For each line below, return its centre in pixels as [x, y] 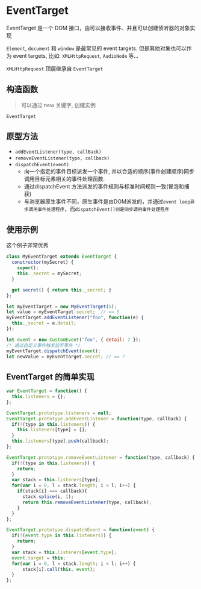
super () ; [28, 268]
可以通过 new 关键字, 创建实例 [58, 105]
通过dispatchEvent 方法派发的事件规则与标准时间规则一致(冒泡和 [104, 186]
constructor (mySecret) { [43, 263]
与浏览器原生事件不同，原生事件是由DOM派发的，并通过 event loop [107, 201]
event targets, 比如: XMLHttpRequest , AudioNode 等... [76, 55]
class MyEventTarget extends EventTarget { [62, 257]
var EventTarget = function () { [47, 391]
